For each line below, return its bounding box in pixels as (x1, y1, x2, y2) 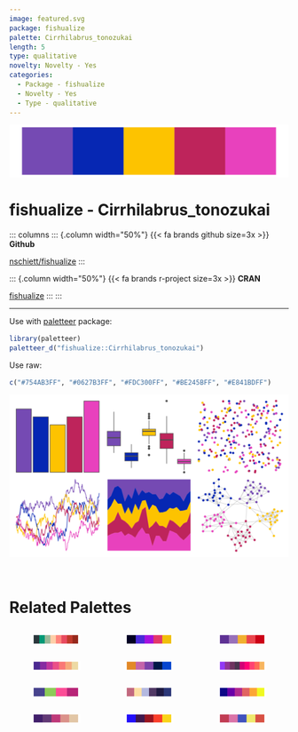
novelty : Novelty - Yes (9, 61, 98, 70)
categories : (9, 71, 53, 80)
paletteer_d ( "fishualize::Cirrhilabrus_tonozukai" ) (9, 343, 204, 353)
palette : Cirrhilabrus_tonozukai (9, 33, 133, 42)
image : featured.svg (9, 14, 86, 23)
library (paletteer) (9, 334, 82, 343)
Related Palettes (9, 597, 132, 617)
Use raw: (9, 360, 43, 370)
